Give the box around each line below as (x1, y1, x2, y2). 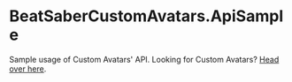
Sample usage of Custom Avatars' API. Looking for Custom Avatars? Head (9, 54, 280, 64)
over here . (9, 63, 47, 74)
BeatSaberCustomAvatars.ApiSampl (9, 6, 284, 26)
